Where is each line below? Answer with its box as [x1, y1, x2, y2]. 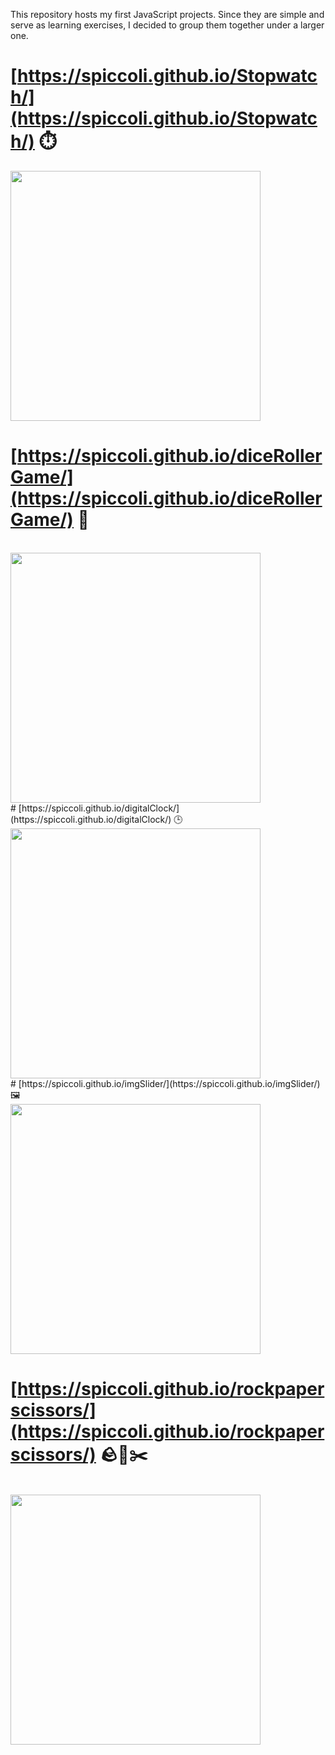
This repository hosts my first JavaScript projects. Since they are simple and [10, 9, 325, 20]
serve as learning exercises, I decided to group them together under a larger [10, 19, 325, 31]
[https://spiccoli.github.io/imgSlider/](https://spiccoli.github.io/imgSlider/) [18, 1077, 321, 1089]
